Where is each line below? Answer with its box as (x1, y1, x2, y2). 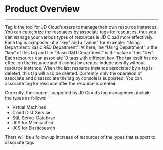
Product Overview (5, 3, 80, 15)
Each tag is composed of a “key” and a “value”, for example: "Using (5, 39, 140, 45)
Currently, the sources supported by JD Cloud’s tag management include (5, 90, 151, 95)
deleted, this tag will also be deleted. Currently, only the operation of (5, 70, 142, 76)
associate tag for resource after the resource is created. (5, 80, 117, 86)
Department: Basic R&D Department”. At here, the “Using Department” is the (5, 45, 158, 50)
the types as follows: (5, 95, 47, 101)
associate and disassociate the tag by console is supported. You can (5, 75, 142, 81)
